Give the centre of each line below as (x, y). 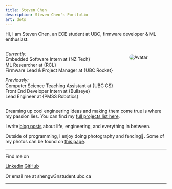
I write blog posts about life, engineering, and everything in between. (78, 127)
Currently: (16, 54)
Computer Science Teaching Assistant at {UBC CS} (59, 86)
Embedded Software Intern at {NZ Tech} (48, 59)
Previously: (17, 80)
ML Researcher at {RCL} (31, 65)
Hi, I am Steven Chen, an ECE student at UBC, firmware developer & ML (81, 34)
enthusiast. (17, 39)
